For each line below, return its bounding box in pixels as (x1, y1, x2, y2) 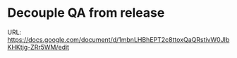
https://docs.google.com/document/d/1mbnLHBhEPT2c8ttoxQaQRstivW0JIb (7, 35, 230, 43)
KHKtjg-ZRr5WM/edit (7, 43, 69, 51)
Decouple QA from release (7, 5, 165, 21)
